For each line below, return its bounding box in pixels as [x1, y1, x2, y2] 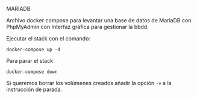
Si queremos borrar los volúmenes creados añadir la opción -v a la [6, 80, 172, 86]
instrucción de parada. [6, 86, 63, 93]
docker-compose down [6, 69, 58, 75]
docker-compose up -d [6, 46, 61, 53]
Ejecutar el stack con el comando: [6, 35, 90, 42]
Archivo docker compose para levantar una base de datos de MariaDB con [6, 17, 192, 24]
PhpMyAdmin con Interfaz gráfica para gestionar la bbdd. [6, 24, 149, 30]
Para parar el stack [6, 57, 53, 64]
